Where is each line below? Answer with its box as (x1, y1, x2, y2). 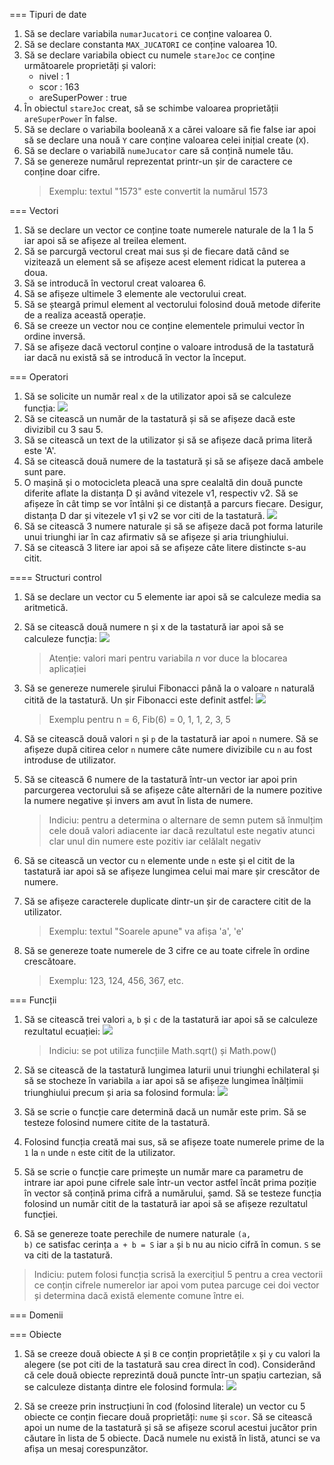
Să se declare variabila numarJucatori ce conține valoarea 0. (23, 28, 272, 39)
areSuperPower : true (38, 92, 127, 103)
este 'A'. (23, 445, 57, 456)
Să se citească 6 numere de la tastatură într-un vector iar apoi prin (23, 774, 298, 785)
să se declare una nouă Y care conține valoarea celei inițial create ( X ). (23, 134, 309, 146)
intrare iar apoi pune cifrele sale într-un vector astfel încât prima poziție (23, 1177, 317, 1188)
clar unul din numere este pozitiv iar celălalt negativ (48, 835, 262, 847)
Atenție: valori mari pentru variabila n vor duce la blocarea (48, 652, 288, 664)
